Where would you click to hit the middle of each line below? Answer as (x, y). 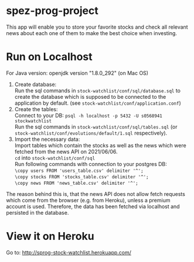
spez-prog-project (52, 11)
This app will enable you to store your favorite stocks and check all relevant (97, 27)
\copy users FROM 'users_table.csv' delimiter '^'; (79, 171)
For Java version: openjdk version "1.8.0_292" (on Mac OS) (77, 73)
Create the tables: (36, 109)
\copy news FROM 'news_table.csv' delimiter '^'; (76, 183)
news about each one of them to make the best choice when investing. (92, 33)
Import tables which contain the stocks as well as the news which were (100, 145)
